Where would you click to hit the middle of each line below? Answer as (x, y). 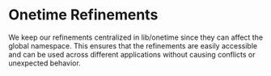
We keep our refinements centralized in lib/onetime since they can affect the (136, 37)
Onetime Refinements (83, 15)
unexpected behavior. (44, 63)
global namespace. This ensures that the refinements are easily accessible (133, 45)
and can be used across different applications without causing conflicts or (132, 54)
